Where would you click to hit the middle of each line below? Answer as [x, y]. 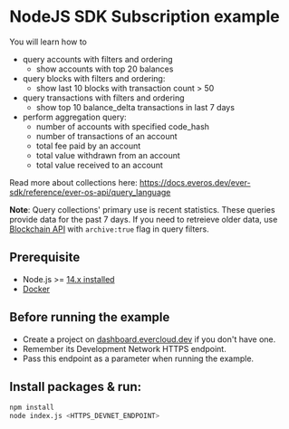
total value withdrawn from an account [108, 155]
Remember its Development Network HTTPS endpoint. [124, 348]
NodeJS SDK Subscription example [144, 17]
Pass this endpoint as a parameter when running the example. [138, 358]
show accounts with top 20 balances [105, 69]
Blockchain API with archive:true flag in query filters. [110, 229]
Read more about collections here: [73, 182]
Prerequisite [45, 257]
